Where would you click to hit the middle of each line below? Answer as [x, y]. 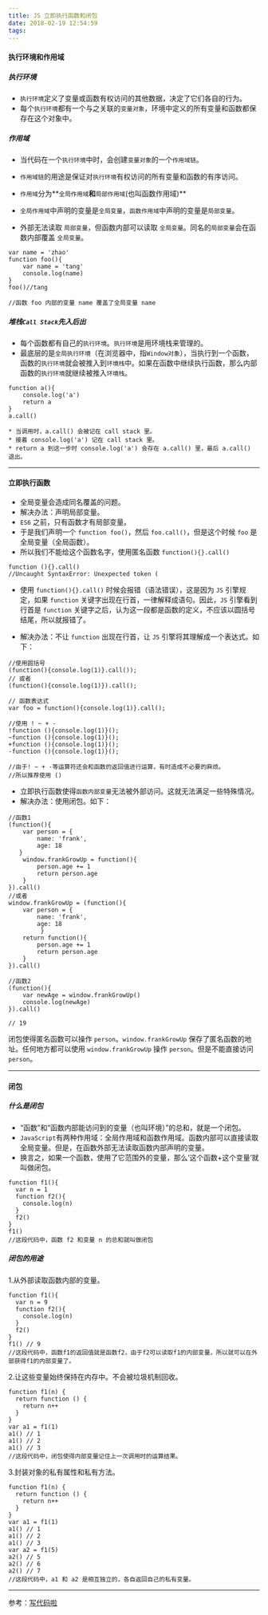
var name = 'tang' [53, 266]
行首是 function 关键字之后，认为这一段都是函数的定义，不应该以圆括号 [137, 610]
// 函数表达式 [29, 701]
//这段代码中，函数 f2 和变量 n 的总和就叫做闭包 [81, 1240]
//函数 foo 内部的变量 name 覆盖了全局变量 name [82, 303]
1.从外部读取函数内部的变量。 [56, 1280]
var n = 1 [32, 1189]
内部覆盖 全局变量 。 [57, 237]
